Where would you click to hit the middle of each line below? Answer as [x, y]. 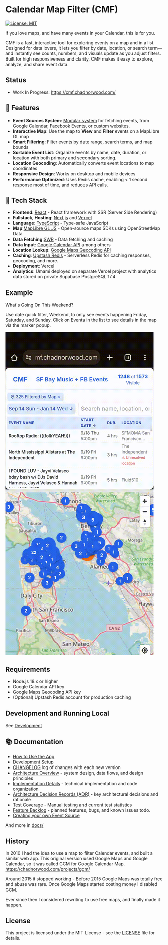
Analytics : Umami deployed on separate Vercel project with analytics [85, 271]
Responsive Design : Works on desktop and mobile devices [74, 174]
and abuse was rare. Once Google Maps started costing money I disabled [81, 884]
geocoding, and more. [35, 261]
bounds [20, 147]
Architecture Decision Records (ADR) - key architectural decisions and [85, 794]
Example [19, 293]
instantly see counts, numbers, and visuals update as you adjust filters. [88, 53]
